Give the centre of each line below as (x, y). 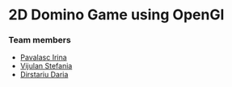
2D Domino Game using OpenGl (116, 15)
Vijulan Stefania (46, 66)
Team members (40, 40)
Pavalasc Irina (43, 57)
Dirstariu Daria (44, 75)
